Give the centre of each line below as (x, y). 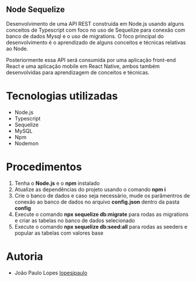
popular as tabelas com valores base (59, 233)
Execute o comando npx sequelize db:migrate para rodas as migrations (102, 214)
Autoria (25, 256)
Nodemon (27, 143)
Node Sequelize (36, 10)
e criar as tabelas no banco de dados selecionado (75, 220)
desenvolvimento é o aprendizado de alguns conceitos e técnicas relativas (96, 42)
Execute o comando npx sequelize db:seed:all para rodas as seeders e (101, 226)
